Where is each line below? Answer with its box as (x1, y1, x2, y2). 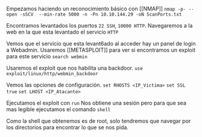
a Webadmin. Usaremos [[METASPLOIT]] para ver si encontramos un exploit (6, 46, 196, 53)
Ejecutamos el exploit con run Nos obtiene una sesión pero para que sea (6, 99, 187, 106)
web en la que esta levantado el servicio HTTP (6, 28, 119, 35)
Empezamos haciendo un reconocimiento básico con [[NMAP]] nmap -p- (6, 5, 186, 12)
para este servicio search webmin (6, 53, 87, 59)
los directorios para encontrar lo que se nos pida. (6, 124, 128, 131)
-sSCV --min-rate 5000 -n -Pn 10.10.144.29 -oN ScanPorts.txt (19, 11, 182, 17)
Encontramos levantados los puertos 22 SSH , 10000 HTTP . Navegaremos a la (6, 22, 193, 29)
